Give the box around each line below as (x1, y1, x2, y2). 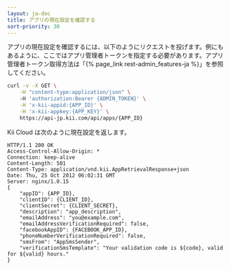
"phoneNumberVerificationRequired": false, (19, 232, 147, 239)
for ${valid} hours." (7, 250, 70, 258)
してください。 (7, 68, 50, 77)
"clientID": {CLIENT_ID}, (19, 196, 94, 203)
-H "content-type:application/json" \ (19, 89, 131, 96)
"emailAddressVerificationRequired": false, (19, 220, 149, 227)
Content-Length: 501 (7, 160, 67, 166)
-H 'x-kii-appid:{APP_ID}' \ (19, 102, 103, 108)
